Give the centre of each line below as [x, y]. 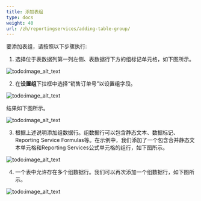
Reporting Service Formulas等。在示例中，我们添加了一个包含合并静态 [102, 140]
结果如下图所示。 [27, 108]
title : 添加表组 [25, 12]
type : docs [20, 17]
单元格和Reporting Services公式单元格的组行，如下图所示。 [94, 147]
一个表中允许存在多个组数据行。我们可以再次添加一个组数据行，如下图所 [104, 172]
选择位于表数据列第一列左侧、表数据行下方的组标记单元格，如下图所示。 [104, 59]
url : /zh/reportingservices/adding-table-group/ [68, 29]
